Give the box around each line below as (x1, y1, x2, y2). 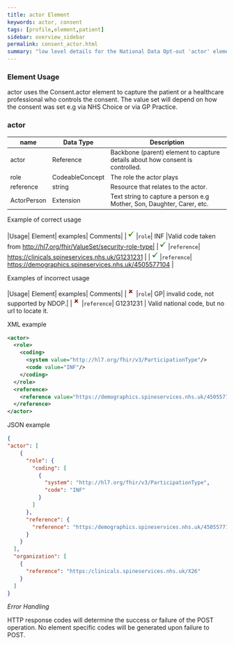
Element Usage (7, 72, 60, 82)
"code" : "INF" (44, 486, 86, 494)
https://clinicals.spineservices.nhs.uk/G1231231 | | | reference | (7, 252, 193, 261)
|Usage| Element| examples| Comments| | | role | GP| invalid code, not (7, 289, 214, 298)
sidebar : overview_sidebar (7, 34, 86, 41)
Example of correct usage (7, 215, 81, 224)
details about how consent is (110, 156, 193, 164)
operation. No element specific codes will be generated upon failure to (7, 623, 210, 632)
